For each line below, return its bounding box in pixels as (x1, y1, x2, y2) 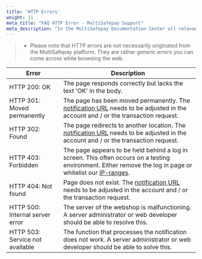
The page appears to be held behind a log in (63, 146, 188, 154)
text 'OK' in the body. (63, 87, 123, 95)
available (9, 243, 35, 251)
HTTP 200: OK (9, 83, 51, 91)
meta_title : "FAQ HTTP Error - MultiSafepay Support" (6, 20, 144, 26)
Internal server (9, 211, 51, 219)
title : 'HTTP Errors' (6, 8, 61, 15)
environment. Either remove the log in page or (63, 161, 192, 169)
